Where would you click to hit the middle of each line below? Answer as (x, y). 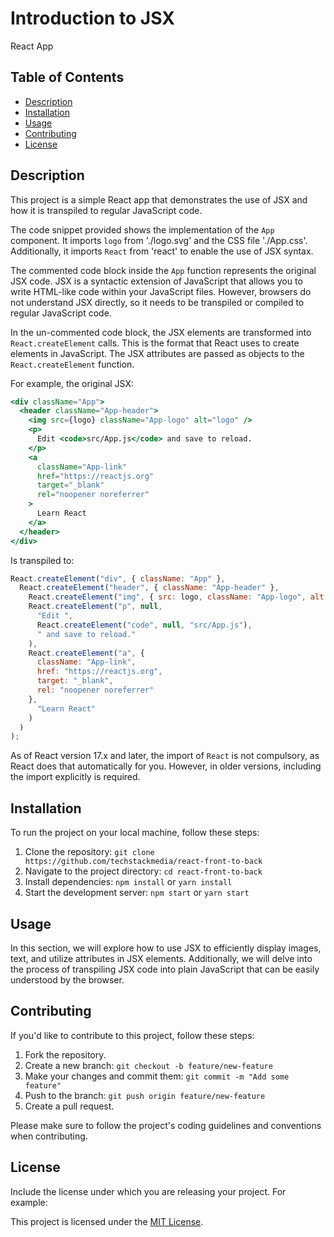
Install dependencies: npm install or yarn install (128, 882)
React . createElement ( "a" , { (86, 653)
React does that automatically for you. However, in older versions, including (166, 766)
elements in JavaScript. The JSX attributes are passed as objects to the (157, 353)
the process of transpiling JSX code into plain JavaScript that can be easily (165, 969)
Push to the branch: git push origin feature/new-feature (145, 1095)
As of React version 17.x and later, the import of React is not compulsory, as (165, 756)
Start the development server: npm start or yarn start (137, 893)
